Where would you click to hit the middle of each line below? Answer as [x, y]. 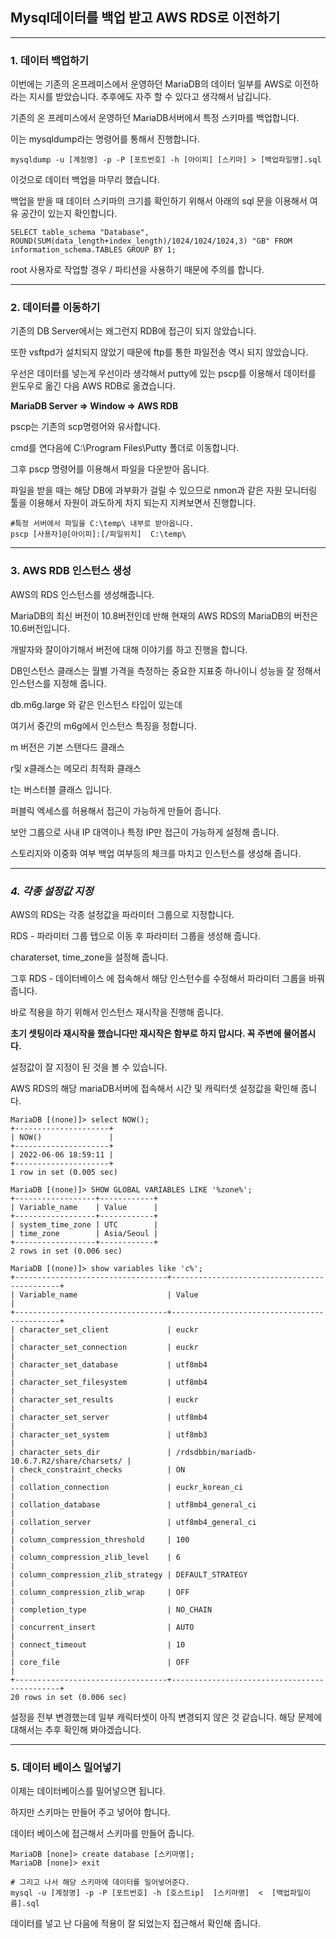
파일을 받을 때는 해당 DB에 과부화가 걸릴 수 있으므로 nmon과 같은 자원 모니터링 [164, 490]
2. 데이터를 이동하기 [55, 308]
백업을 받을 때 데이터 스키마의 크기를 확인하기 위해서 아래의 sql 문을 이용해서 [159, 201]
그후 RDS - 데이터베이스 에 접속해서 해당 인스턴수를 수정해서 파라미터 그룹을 [158, 978]
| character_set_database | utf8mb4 [109, 1365]
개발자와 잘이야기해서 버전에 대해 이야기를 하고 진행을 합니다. [129, 649]
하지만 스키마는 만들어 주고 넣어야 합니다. [90, 1812]
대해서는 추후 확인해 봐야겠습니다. [76, 1729]
